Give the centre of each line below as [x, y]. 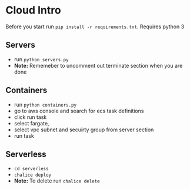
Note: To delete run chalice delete [57, 181]
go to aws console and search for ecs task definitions [79, 111]
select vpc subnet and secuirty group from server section [84, 130]
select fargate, [31, 123]
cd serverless [31, 169]
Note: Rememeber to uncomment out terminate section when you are [98, 65]
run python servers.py [41, 59]
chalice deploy [33, 175]
